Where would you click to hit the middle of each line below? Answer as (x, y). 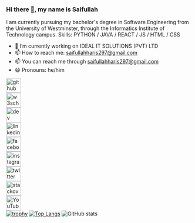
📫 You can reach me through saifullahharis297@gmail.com (87, 62)
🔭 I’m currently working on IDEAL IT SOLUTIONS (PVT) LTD (86, 46)
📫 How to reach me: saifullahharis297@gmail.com (76, 53)
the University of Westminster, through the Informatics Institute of (85, 28)
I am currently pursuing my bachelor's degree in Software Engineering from (97, 22)
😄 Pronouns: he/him (39, 70)
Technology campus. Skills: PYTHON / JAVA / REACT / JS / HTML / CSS (93, 35)
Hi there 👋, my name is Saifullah (52, 9)
